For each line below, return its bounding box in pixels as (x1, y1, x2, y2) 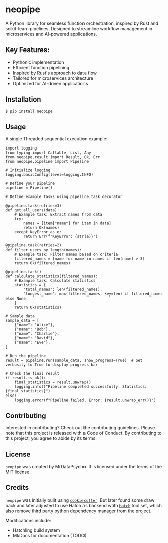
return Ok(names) (23, 225, 59, 230)
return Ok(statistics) (14, 305, 62, 310)
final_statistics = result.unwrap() (14, 380, 92, 385)
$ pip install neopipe (5, 109, 53, 114)
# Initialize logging (5, 168, 51, 173)
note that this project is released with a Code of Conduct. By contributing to (5, 430, 162, 436)
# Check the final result (5, 371, 59, 376)
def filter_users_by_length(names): (5, 248, 82, 253)
